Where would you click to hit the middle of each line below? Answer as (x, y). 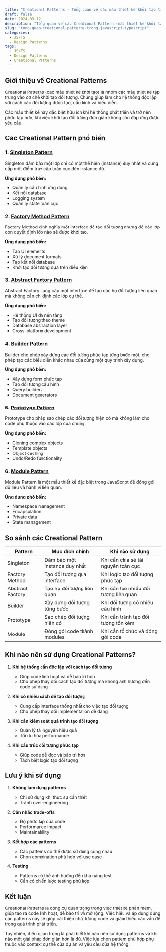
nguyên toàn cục (121, 566)
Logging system (29, 198)
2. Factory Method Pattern (37, 216)
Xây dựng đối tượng (67, 603)
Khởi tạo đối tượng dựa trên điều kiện (50, 267)
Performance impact (41, 827)
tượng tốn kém (118, 623)
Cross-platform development (42, 331)
